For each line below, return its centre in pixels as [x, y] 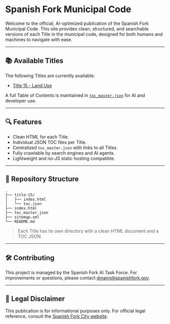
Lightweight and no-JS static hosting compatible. [64, 158]
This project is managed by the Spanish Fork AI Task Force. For [71, 273]
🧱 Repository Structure [42, 179]
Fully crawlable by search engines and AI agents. [64, 153]
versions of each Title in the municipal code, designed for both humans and [84, 34]
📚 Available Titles [34, 61]
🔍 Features [24, 122]
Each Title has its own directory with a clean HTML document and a [88, 231]
